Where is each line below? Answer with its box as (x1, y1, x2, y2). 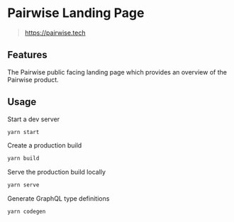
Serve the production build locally (7, 168, 106, 177)
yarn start (7, 128, 40, 135)
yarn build (7, 155, 40, 162)
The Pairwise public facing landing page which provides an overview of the (7, 67, 227, 76)
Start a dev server (7, 115, 60, 123)
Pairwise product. (7, 75, 59, 84)
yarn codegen (7, 208, 46, 216)
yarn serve (7, 182, 40, 189)
